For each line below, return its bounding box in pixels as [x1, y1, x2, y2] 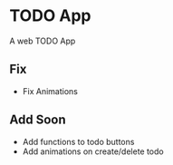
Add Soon [9, 112, 66, 128]
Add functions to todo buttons [22, 136, 135, 147]
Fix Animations [22, 85, 79, 96]
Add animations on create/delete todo [22, 146, 165, 157]
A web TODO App [9, 35, 76, 46]
